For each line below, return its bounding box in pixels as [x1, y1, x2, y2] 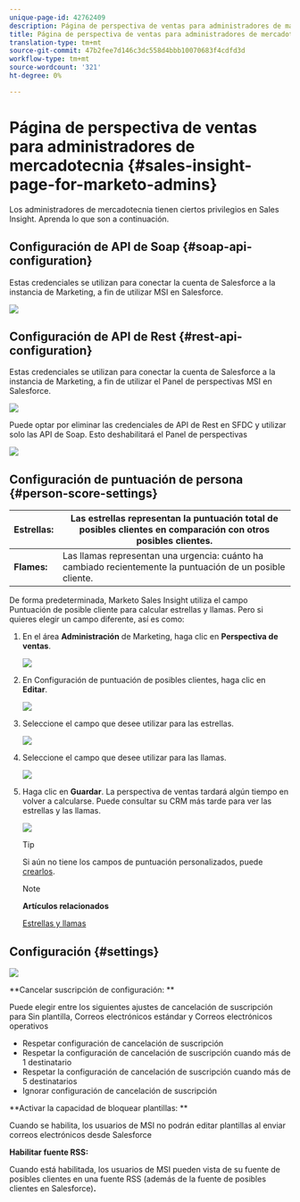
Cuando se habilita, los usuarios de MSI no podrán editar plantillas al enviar [9, 1120, 287, 1131]
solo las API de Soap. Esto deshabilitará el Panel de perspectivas [9, 430, 248, 440]
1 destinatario [21, 1056, 72, 1067]
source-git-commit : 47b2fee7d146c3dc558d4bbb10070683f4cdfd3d [9, 46, 246, 55]
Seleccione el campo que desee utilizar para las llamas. [21, 752, 227, 764]
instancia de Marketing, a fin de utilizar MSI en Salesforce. [9, 287, 223, 297]
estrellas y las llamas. [21, 806, 101, 816]
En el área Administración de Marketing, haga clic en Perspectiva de [21, 631, 279, 642]
